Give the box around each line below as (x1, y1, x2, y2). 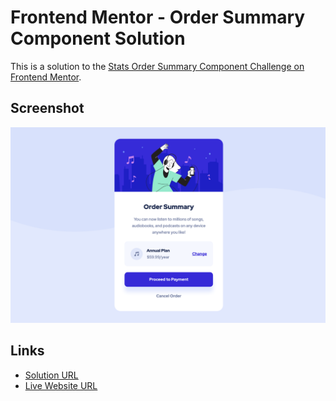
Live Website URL (24, 379, 98, 391)
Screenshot (10, 100, 85, 117)
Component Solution (10, 27, 186, 50)
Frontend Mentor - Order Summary (10, 6, 306, 29)
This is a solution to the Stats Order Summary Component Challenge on (10, 60, 305, 72)
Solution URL (24, 369, 79, 381)
